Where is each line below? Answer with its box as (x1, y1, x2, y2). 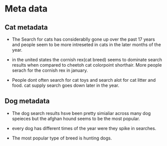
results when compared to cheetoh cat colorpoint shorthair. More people (11, 62, 162, 68)
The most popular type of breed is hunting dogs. (11, 135, 112, 141)
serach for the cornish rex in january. (11, 67, 88, 73)
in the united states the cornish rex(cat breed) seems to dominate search (11, 57, 162, 63)
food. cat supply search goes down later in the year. (11, 82, 119, 88)
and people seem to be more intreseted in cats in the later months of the (11, 42, 161, 48)
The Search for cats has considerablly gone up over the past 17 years (11, 36, 155, 42)
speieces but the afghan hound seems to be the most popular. (11, 115, 140, 121)
